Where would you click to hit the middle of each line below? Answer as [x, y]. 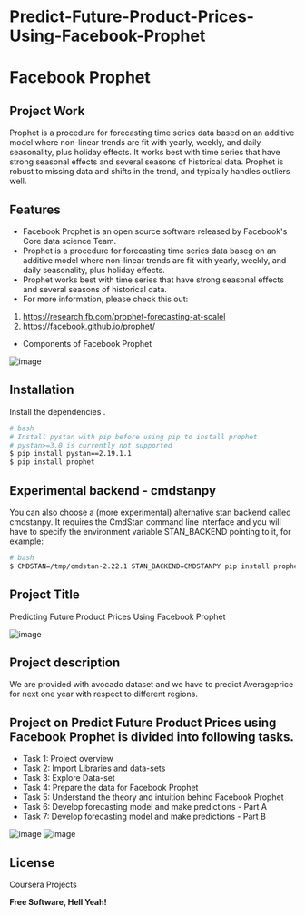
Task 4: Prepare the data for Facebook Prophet [110, 788]
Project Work [47, 111]
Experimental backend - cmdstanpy [113, 491]
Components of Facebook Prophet [87, 344]
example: [26, 541]
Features [35, 209]
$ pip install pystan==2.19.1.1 [70, 454]
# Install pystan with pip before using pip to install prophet [133, 437]
